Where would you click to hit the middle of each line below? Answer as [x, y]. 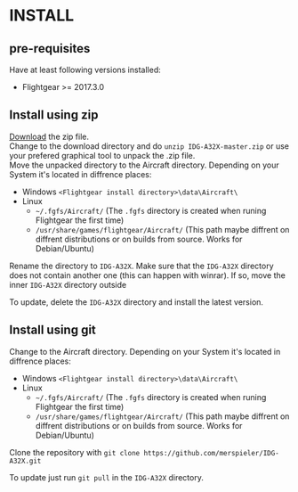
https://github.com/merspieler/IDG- [212, 453]
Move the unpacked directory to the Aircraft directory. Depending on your [145, 165]
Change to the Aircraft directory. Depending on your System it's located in [145, 351]
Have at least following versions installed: [85, 70]
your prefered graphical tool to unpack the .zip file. [102, 155]
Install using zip [54, 115]
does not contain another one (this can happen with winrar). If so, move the [148, 275]
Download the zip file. [49, 136]
